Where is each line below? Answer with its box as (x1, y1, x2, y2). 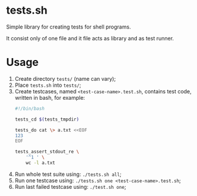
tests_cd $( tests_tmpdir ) (14, 116, 79, 122)
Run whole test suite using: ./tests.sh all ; (14, 170, 122, 178)
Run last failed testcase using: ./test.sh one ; (14, 183, 126, 190)
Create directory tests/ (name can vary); (14, 75, 116, 82)
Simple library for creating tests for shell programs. (6, 23, 131, 30)
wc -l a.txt (26, 160, 55, 166)
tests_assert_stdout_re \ (14, 149, 79, 155)
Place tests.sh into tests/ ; (14, 81, 82, 88)
